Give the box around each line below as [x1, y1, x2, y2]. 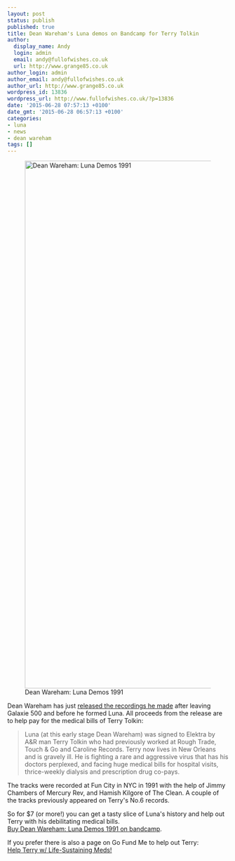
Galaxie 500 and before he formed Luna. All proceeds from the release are [7, 709, 223, 717]
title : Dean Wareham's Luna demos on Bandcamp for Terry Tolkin [7, 30, 199, 37]
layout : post [7, 10, 46, 18]
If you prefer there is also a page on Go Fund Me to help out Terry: [7, 838, 199, 847]
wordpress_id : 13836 [7, 89, 68, 96]
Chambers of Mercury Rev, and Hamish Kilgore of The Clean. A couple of [7, 789, 220, 797]
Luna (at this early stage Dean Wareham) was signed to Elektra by [24, 730, 215, 739]
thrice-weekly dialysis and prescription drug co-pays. [24, 767, 180, 776]
